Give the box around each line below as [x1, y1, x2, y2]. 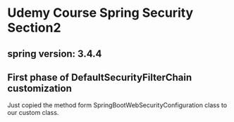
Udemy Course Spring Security [7, 5, 194, 21]
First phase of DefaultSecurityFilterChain [7, 72, 192, 83]
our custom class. [7, 109, 59, 117]
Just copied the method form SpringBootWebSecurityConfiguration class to [7, 101, 228, 109]
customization [7, 82, 72, 94]
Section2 [7, 20, 61, 36]
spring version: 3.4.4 [7, 48, 102, 60]
